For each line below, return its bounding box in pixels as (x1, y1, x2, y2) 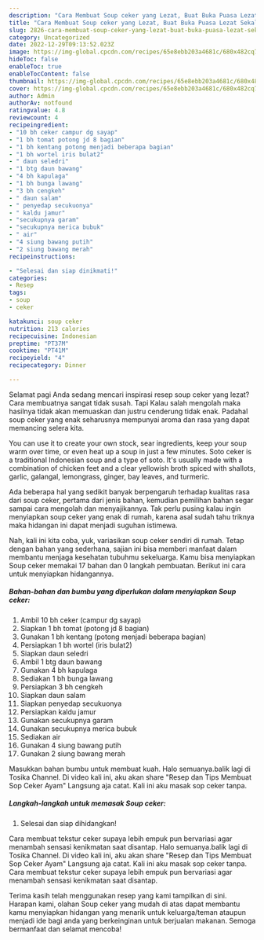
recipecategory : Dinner (9, 362, 87, 369)
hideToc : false (9, 56, 59, 64)
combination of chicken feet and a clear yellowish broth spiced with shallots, (9, 463, 256, 472)
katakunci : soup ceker (9, 318, 83, 325)
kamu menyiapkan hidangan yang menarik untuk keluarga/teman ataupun (9, 907, 246, 916)
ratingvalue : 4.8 (9, 107, 66, 115)
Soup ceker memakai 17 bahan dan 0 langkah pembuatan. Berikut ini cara (9, 560, 246, 570)
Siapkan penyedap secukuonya (20, 699, 122, 708)
